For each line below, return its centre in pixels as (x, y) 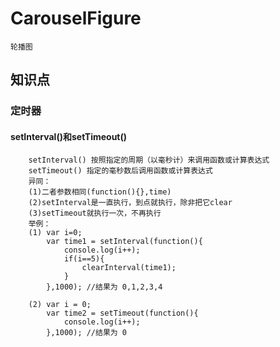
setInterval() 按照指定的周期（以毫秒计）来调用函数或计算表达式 (149, 160)
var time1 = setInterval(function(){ (124, 242)
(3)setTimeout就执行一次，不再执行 (95, 213)
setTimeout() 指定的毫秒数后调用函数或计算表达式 (120, 171)
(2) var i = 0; (60, 305)
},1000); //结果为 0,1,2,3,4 (104, 287)
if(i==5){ (84, 259)
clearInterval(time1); (129, 268)
